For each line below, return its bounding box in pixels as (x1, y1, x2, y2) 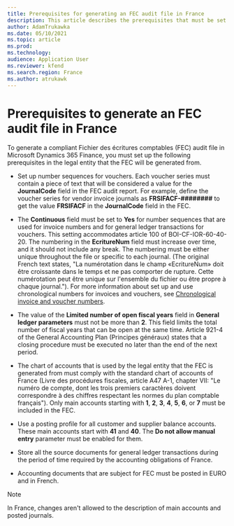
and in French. (17, 477, 59, 485)
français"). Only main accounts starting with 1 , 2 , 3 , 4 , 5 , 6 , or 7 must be (17, 399, 226, 407)
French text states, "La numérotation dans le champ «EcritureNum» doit (17, 260, 224, 268)
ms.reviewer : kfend (7, 62, 64, 69)
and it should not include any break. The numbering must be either (17, 245, 210, 254)
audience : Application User (7, 56, 89, 63)
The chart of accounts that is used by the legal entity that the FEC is (17, 361, 214, 370)
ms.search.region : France (7, 69, 82, 76)
